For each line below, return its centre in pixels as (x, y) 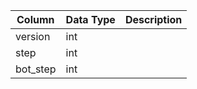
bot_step (36, 69)
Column (35, 19)
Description (153, 19)
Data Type (90, 19)
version (33, 36)
